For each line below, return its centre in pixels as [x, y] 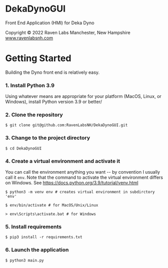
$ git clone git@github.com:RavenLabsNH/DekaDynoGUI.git [67, 125]
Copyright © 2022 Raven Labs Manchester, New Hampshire [68, 32]
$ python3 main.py [25, 260]
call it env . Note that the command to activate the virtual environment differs [84, 178]
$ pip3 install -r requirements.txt [44, 237]
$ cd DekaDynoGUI [24, 148]
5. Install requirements [33, 227]
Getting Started [38, 58]
